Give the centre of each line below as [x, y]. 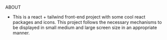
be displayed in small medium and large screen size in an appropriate [85, 27]
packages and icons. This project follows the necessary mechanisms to [87, 22]
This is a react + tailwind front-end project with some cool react [79, 17]
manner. [21, 33]
